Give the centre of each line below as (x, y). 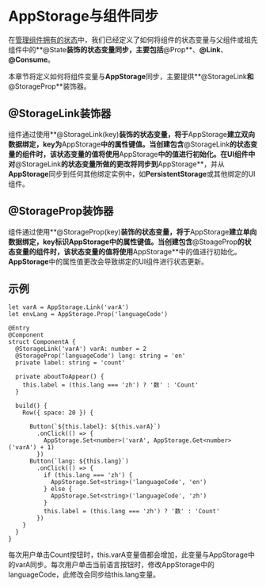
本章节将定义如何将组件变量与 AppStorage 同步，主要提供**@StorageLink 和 (131, 76)
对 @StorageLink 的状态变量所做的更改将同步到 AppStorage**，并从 (117, 164)
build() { (31, 406)
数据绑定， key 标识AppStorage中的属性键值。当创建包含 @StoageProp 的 (127, 242)
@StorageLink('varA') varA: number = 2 (81, 349)
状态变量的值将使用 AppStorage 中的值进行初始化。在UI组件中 (156, 154)
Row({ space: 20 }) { (58, 413)
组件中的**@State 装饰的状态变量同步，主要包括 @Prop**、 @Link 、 (118, 49)
